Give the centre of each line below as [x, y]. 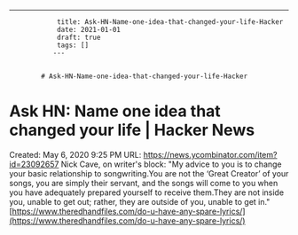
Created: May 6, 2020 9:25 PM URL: [75, 154]
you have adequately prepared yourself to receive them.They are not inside [147, 192]
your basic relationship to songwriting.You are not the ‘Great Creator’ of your [149, 173]
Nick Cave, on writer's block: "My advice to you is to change [171, 164]
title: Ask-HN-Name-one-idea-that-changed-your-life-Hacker [170, 22]
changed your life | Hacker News [132, 130]
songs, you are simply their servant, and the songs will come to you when [144, 183]
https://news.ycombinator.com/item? [210, 154]
